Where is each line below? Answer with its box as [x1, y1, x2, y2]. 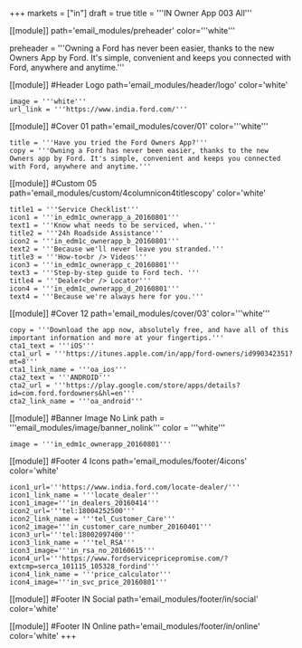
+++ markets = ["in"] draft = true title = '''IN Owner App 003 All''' [9, 8, 252, 18]
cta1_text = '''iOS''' [9, 341, 95, 350]
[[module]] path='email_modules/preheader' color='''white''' [9, 25, 236, 35]
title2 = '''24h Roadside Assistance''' [9, 229, 165, 238]
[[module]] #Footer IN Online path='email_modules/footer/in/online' [9, 621, 260, 632]
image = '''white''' [9, 97, 88, 106]
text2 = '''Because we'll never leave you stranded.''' [9, 244, 224, 253]
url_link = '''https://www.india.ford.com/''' [9, 105, 188, 114]
